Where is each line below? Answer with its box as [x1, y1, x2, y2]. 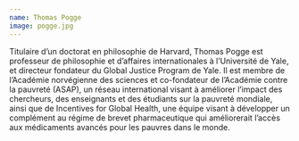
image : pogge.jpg [9, 21, 74, 30]
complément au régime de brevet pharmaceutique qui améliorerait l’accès [9, 112, 281, 123]
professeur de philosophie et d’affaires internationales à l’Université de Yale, [9, 55, 289, 66]
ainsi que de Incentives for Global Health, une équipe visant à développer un [9, 103, 290, 113]
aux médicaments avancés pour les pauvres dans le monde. [9, 121, 230, 132]
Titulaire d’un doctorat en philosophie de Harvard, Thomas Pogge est [9, 46, 263, 56]
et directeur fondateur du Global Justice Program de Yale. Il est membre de [9, 64, 286, 76]
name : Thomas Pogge [9, 12, 82, 22]
